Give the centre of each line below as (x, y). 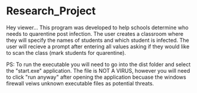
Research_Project (51, 11)
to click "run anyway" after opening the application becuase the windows (96, 77)
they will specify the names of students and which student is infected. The (98, 40)
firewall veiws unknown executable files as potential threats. (80, 83)
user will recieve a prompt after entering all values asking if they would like (98, 46)
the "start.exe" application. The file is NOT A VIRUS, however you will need (98, 70)
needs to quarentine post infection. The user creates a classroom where (95, 33)
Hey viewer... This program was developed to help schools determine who (98, 27)
